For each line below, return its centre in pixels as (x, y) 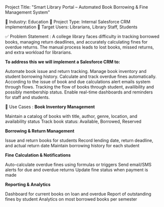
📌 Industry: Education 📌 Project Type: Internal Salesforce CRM (68, 22)
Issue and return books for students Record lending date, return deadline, (79, 140)
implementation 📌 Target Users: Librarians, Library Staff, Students (71, 27)
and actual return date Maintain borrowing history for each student (72, 146)
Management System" (28, 12)
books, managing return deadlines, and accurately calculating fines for (76, 42)
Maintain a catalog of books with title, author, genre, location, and (71, 116)
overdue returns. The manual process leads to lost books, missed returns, (80, 47)
